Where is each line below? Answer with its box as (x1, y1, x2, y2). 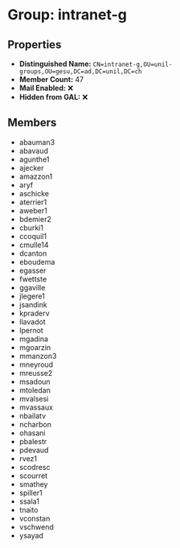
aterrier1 (18, 197, 47, 207)
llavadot (18, 316, 46, 327)
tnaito (18, 505, 39, 514)
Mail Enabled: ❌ (18, 83, 74, 93)
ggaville (18, 282, 46, 292)
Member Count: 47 (18, 75, 84, 84)
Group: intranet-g (7, 6, 128, 24)
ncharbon (18, 419, 51, 429)
